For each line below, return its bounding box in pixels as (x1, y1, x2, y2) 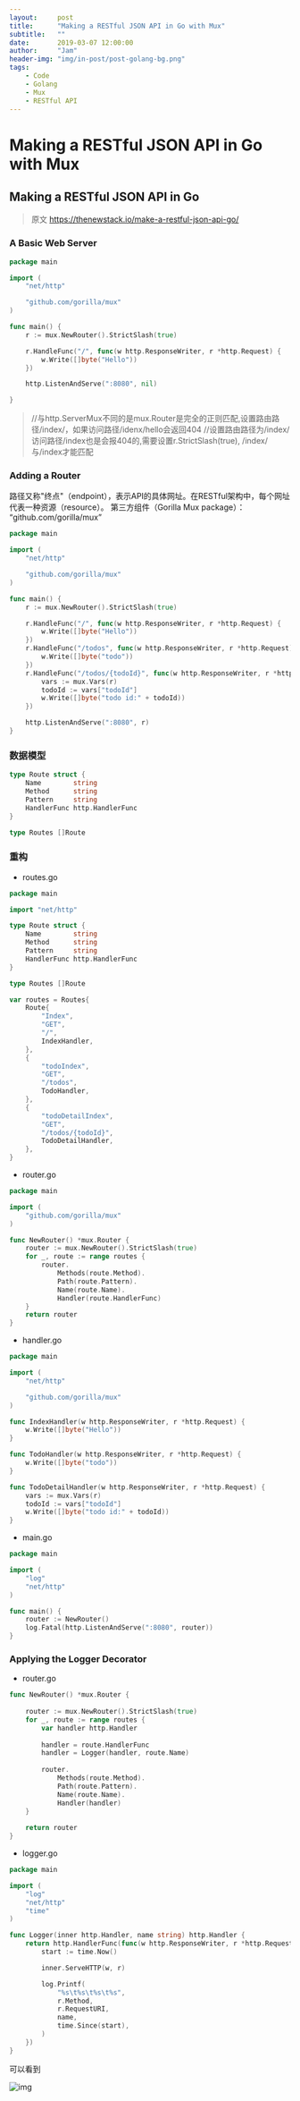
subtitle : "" (9, 30, 66, 38)
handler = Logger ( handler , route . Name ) (41, 1749, 190, 1758)
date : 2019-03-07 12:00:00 (9, 38, 134, 47)
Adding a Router (9, 470, 81, 482)
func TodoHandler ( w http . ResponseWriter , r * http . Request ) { (9, 1450, 242, 1459)
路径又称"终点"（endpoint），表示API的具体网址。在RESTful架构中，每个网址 (9, 491, 290, 502)
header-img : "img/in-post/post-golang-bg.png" (9, 55, 186, 64)
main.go (21, 1532, 53, 1543)
